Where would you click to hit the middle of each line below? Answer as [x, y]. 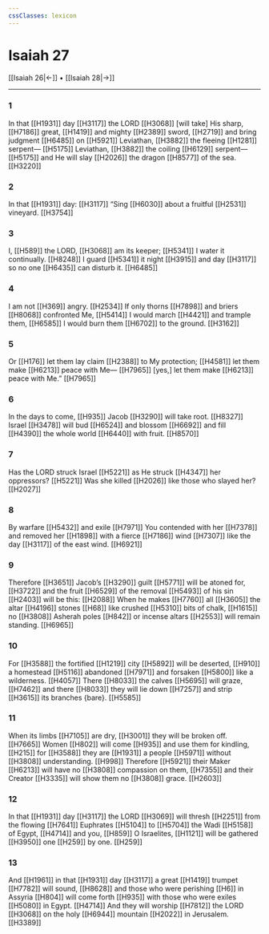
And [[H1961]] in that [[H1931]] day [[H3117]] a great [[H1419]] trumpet [123, 880]
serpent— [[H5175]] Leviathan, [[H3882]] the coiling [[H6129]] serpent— [128, 148]
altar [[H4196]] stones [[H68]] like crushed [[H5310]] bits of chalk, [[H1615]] [133, 608]
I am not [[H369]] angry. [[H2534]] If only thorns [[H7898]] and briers [123, 306]
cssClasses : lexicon [43, 16]
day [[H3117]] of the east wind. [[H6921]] [75, 544]
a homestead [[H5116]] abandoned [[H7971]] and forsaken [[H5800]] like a [131, 672]
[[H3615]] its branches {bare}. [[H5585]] [75, 697]
